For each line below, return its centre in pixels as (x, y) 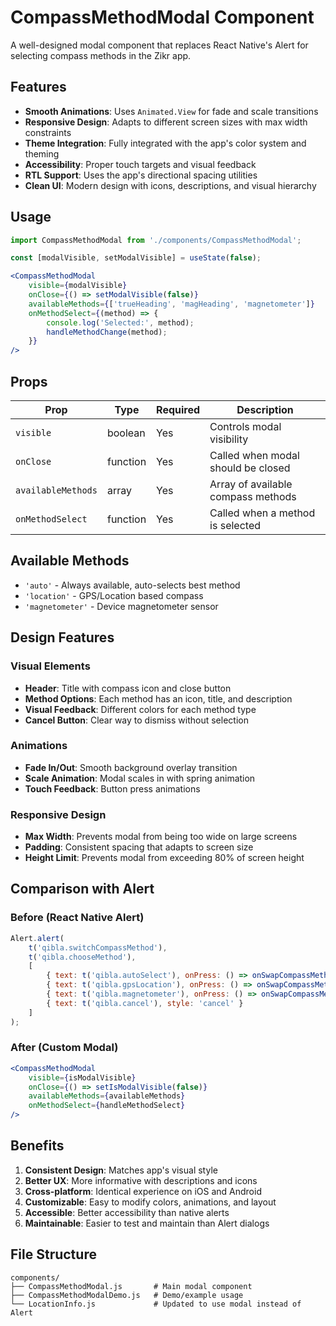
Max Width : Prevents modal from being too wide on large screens (161, 837)
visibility (229, 439)
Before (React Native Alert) (77, 918)
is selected (235, 525)
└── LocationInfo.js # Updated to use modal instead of (156, 1304)
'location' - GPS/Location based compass (114, 595)
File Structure (53, 1254)
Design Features (62, 637)
